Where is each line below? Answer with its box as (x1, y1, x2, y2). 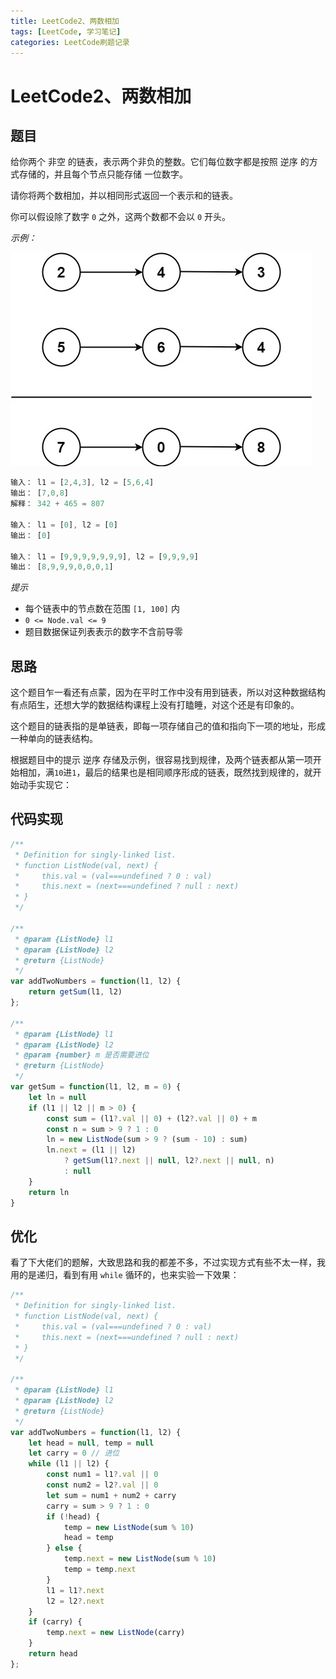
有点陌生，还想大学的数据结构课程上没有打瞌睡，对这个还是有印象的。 (10, 699, 300, 711)
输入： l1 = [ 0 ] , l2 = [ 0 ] (10, 520, 118, 530)
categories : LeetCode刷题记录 (10, 37, 130, 47)
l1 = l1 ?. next (46, 1585, 105, 1595)
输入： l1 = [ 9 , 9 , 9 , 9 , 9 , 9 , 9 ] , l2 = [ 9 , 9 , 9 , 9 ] (10, 551, 199, 562)
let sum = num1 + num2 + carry (46, 1490, 177, 1500)
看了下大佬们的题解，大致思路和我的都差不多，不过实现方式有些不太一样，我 (10, 1256, 326, 1269)
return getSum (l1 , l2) (28, 987, 123, 997)
